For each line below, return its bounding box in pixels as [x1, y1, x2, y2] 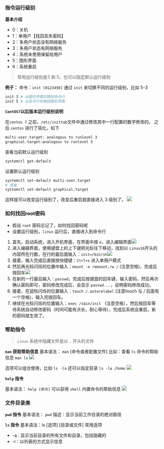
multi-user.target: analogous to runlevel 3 [5, 135, 97, 140]
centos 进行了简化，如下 [10, 125, 60, 131]
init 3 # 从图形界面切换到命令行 [5, 94, 65, 99]
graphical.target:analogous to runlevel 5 [5, 139, 93, 144]
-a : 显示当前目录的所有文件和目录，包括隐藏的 [12, 432, 107, 438]
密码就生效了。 [16, 312, 47, 318]
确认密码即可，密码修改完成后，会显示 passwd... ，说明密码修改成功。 [12, 281, 154, 288]
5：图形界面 [12, 57, 37, 63]
